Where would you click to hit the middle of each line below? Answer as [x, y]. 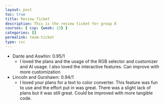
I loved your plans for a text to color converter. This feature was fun [89, 82]
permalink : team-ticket [30, 38]
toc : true [15, 14]
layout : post [19, 10]
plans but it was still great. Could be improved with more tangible [86, 93]
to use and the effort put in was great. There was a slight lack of [85, 88]
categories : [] [21, 33]
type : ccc [15, 42]
